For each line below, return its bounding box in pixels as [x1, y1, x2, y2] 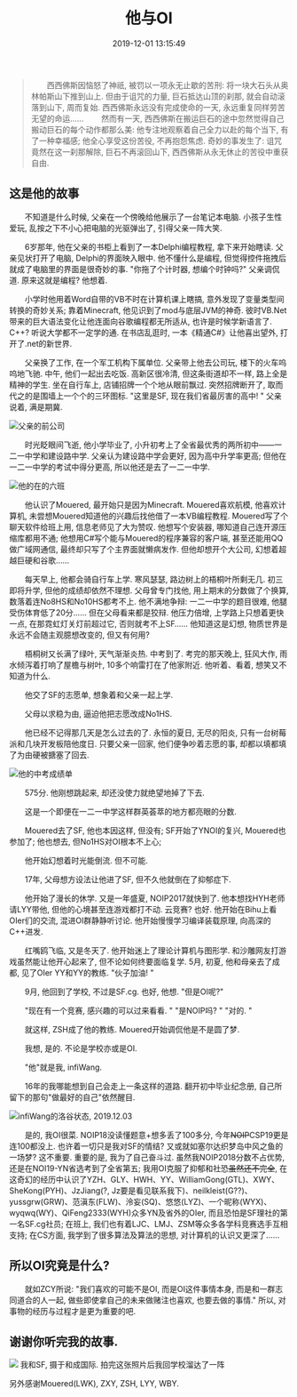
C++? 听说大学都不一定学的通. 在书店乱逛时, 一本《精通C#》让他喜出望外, [9, 326, 278, 338]
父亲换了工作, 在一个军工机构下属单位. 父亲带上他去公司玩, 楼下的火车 [25, 357, 279, 367]
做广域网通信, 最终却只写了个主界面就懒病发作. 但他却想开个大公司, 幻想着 [9, 543, 279, 554]
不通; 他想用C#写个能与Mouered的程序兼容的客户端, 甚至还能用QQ [39, 533, 284, 543]
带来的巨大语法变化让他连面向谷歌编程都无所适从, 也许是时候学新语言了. [9, 316, 273, 326]
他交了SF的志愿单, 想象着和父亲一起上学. [25, 689, 174, 700]
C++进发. [9, 926, 43, 936]
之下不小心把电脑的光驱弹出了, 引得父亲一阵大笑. [43, 222, 223, 233]
